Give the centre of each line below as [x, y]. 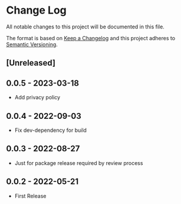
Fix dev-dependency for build [51, 130]
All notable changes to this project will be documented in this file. [85, 27]
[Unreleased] [31, 63]
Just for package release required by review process [79, 163]
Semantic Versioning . [32, 44]
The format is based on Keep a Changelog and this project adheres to [91, 38]
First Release [30, 196]
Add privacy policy [37, 98]
